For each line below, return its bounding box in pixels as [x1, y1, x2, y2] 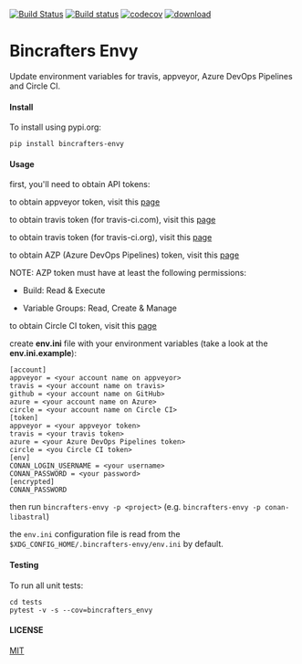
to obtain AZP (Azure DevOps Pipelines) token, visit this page [9, 249, 240, 260]
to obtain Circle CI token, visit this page [9, 321, 157, 332]
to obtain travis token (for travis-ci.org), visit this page [9, 232, 213, 243]
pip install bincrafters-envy [9, 140, 125, 149]
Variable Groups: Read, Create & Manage [22, 302, 178, 314]
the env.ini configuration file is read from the [9, 529, 181, 540]
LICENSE [9, 625, 44, 636]
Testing [9, 559, 39, 570]
